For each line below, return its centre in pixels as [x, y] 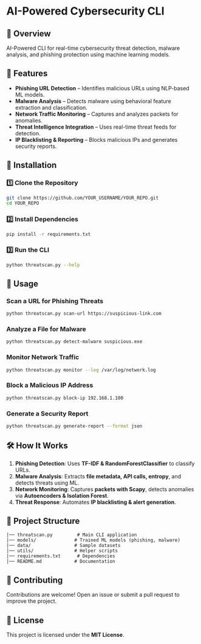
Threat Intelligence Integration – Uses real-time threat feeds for [96, 127]
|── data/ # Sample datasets [63, 546]
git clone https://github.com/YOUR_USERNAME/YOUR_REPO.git [83, 198]
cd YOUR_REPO [23, 203]
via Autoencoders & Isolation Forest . [62, 495]
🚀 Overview [29, 34]
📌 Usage [22, 283]
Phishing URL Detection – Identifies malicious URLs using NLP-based [102, 88]
